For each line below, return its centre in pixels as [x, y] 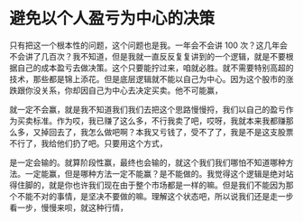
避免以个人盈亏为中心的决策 [112, 18]
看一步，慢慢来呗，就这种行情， [69, 207]
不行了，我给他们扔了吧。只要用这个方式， [88, 143]
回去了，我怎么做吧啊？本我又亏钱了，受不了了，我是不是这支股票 [171, 132]
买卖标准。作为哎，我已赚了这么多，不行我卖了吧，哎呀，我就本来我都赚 [151, 120]
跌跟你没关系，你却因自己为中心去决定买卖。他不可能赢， [116, 90]
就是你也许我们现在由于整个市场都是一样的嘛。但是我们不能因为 [167, 185]
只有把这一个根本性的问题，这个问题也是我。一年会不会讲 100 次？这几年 [145, 45]
